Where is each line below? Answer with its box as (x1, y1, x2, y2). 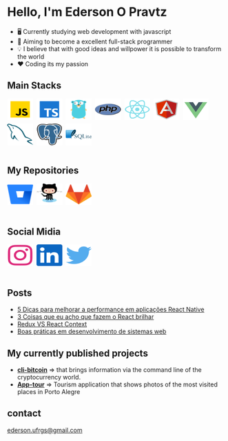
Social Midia (7, 226, 61, 237)
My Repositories (7, 165, 79, 177)
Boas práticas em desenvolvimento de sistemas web (17, 327, 167, 335)
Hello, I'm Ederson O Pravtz (7, 4, 167, 20)
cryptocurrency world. (17, 373, 81, 381)
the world (17, 52, 45, 61)
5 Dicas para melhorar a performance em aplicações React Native (17, 305, 205, 314)
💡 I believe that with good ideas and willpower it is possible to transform (17, 44, 222, 52)
